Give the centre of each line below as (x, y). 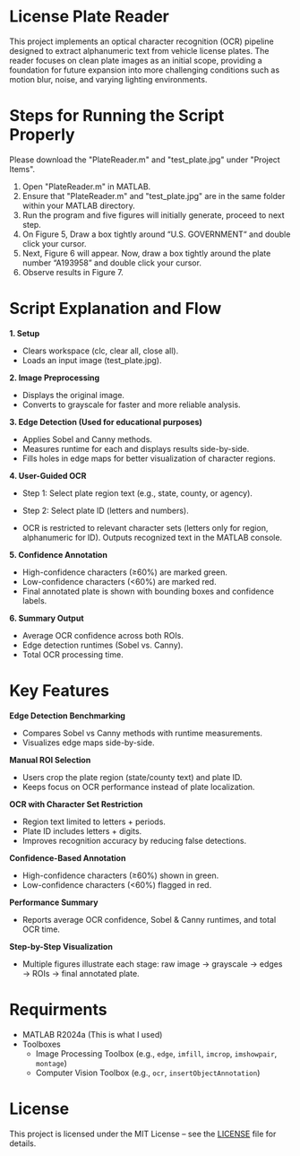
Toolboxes (41, 1044)
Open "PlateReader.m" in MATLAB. (86, 187)
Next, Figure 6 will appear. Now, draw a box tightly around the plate (146, 253)
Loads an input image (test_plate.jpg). (92, 360)
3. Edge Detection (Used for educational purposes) (106, 422)
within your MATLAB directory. (79, 205)
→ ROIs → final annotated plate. (81, 973)
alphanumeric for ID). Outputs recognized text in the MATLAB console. (152, 537)
